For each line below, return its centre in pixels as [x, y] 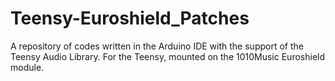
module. [27, 67]
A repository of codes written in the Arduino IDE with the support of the [157, 46]
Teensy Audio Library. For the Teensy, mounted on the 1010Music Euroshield [168, 56]
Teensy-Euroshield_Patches [130, 18]
